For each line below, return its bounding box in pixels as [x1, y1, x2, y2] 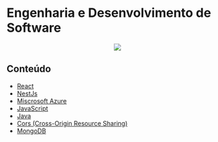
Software [6, 20, 61, 36]
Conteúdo [6, 63, 51, 75]
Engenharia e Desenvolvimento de [6, 5, 212, 21]
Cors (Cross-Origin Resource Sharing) [16, 119, 128, 127]
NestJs [16, 89, 38, 98]
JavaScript [16, 104, 49, 112]
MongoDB [16, 127, 46, 135]
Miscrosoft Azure [16, 96, 68, 105]
